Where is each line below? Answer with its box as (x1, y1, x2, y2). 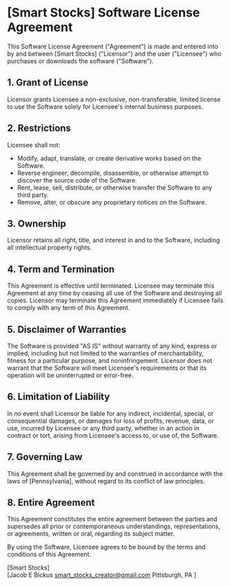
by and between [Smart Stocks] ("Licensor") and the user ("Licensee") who (7, 50, 222, 58)
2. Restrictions (7, 123, 71, 134)
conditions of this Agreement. (7, 550, 92, 558)
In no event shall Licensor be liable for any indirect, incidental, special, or (7, 409, 214, 417)
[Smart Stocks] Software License (7, 5, 200, 21)
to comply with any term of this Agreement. (7, 304, 130, 312)
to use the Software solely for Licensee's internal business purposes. (7, 102, 203, 111)
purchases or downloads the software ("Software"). (7, 56, 154, 65)
